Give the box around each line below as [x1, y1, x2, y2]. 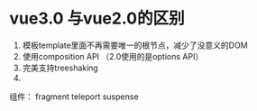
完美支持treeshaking [22, 62, 99, 73]
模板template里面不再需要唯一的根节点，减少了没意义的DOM [22, 40, 248, 51]
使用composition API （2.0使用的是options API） [22, 51, 204, 61]
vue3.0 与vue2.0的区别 [9, 8, 185, 29]
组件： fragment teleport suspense [9, 91, 139, 102]
